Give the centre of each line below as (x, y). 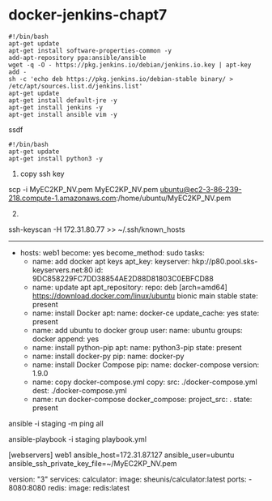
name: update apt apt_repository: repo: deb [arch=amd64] (130, 287)
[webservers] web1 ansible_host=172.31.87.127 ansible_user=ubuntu (121, 455)
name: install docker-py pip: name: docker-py (108, 356)
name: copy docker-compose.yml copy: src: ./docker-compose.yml (144, 382)
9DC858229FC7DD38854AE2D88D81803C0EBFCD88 (123, 278)
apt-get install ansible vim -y (63, 114)
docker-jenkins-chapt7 (88, 15)
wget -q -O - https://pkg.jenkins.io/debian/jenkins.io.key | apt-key (130, 65)
